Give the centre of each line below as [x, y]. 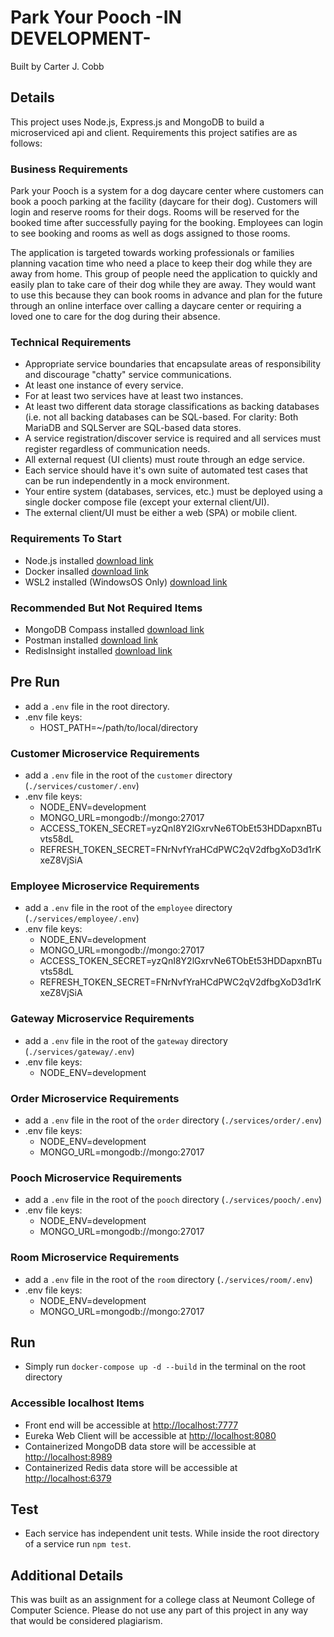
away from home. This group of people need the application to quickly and [164, 274]
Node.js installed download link [89, 560]
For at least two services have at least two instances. [134, 396]
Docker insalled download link [86, 571]
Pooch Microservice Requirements [96, 1178]
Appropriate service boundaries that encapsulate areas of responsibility [173, 364]
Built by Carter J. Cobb [57, 66]
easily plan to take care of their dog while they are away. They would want [163, 285]
